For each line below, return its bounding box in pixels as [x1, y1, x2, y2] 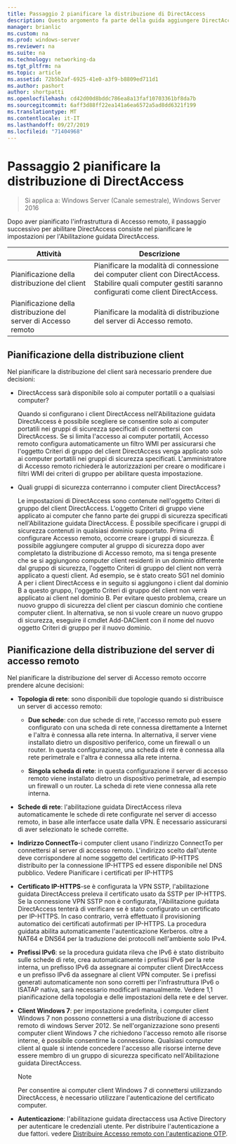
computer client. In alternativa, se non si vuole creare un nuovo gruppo [17, 609, 223, 617]
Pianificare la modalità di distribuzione [93, 307, 220, 317]
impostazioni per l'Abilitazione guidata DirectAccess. [7, 233, 159, 241]
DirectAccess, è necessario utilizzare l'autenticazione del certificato [17, 1093, 215, 1102]
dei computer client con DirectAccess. [93, 270, 220, 280]
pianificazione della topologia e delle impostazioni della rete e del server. [17, 992, 228, 1001]
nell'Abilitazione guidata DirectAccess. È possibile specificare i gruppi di [17, 519, 226, 528]
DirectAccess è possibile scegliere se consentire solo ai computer [17, 417, 209, 426]
